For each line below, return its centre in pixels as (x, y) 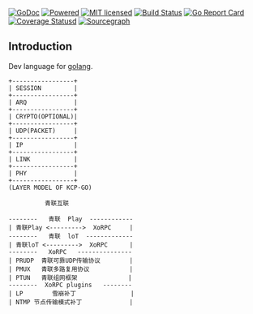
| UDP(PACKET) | (43, 131)
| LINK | (43, 159)
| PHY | (43, 173)
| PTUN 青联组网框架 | (70, 277)
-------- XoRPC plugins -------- (70, 285)
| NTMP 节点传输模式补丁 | (71, 302)
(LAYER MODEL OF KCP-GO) (50, 187)
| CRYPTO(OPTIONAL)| (43, 116)
